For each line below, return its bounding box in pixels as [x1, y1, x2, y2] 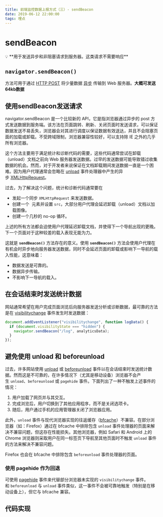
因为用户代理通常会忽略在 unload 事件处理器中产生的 [13, 168, 119, 174]
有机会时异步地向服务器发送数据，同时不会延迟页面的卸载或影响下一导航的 [5, 246, 154, 252]
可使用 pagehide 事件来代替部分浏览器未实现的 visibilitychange [5, 477, 135, 483]
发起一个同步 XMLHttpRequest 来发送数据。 [12, 195, 96, 201]
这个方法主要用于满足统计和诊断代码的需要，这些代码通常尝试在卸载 [5, 150, 141, 156]
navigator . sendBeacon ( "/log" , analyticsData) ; [14, 328, 110, 334]
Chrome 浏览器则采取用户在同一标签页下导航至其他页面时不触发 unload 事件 [5, 435, 157, 441]
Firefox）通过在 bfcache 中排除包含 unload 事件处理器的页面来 [26, 423, 151, 429]
